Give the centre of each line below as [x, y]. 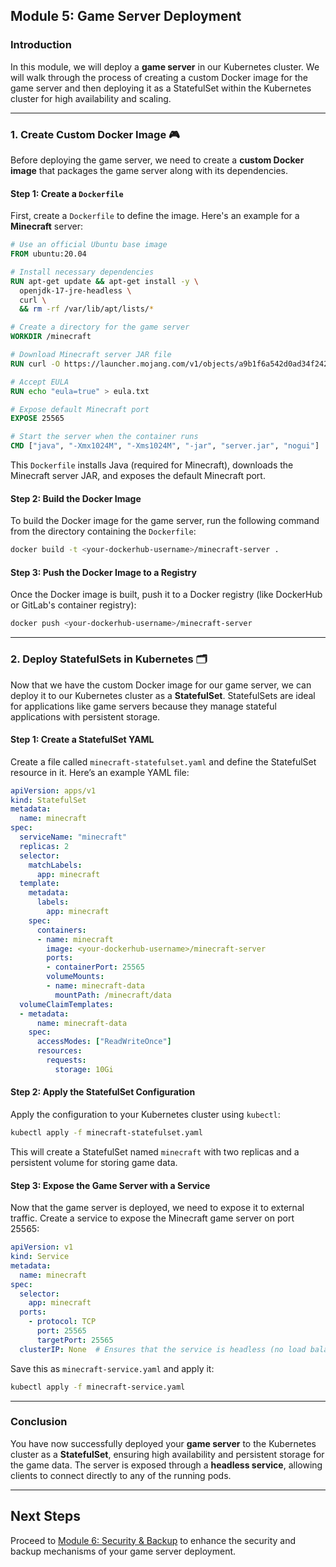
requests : [66, 1060]
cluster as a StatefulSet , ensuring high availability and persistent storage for [167, 1454]
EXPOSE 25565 [37, 419]
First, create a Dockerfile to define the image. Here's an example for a [155, 216]
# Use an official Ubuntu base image [89, 245]
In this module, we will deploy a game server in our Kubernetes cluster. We [165, 66]
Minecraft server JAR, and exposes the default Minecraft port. [138, 476]
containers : [61, 930]
